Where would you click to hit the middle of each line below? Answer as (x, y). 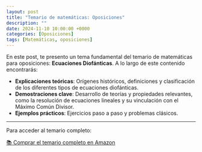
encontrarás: (22, 69)
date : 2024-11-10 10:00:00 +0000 (48, 29)
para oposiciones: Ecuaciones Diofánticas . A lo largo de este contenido (96, 63)
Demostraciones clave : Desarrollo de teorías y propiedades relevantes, (104, 94)
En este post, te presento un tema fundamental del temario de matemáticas (99, 57)
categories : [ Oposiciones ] (40, 34)
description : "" (26, 23)
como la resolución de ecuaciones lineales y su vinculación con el (96, 100)
